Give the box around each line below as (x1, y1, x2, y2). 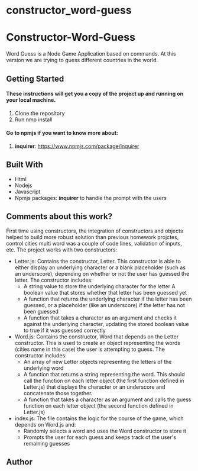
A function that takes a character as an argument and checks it (23, 314, 177, 321)
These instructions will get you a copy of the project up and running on (6, 90, 184, 98)
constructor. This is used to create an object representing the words (14, 339, 181, 346)
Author (6, 457, 33, 467)
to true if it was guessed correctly (23, 327, 106, 334)
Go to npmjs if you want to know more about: (6, 130, 118, 137)
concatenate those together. (23, 389, 93, 396)
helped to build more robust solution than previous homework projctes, (6, 233, 179, 240)
